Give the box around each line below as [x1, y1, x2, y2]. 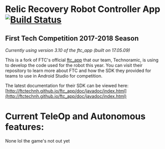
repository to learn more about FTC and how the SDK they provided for [5, 67, 151, 73]
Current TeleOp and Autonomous [5, 111, 146, 122]
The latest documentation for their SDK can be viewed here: [5, 82, 129, 88]
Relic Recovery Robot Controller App [5, 3, 160, 15]
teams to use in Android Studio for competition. [5, 73, 102, 78]
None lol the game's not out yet [5, 137, 70, 143]
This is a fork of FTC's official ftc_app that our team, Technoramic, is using [5, 57, 159, 63]
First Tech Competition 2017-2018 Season [5, 34, 139, 42]
